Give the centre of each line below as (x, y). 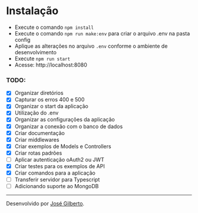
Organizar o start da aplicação (51, 106)
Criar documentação (39, 133)
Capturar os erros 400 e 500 (49, 100)
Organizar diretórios (39, 93)
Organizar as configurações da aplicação (65, 120)
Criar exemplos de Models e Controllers (63, 146)
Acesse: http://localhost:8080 (51, 65)
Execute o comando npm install (54, 27)
